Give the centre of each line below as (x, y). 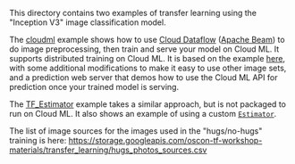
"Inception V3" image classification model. (88, 22)
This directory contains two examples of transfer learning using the (133, 13)
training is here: (38, 140)
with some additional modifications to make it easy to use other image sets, (148, 68)
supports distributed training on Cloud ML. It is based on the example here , (147, 58)
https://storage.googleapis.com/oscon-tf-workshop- (165, 140)
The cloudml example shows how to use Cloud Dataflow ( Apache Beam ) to (147, 40)
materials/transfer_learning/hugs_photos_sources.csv (108, 150)
